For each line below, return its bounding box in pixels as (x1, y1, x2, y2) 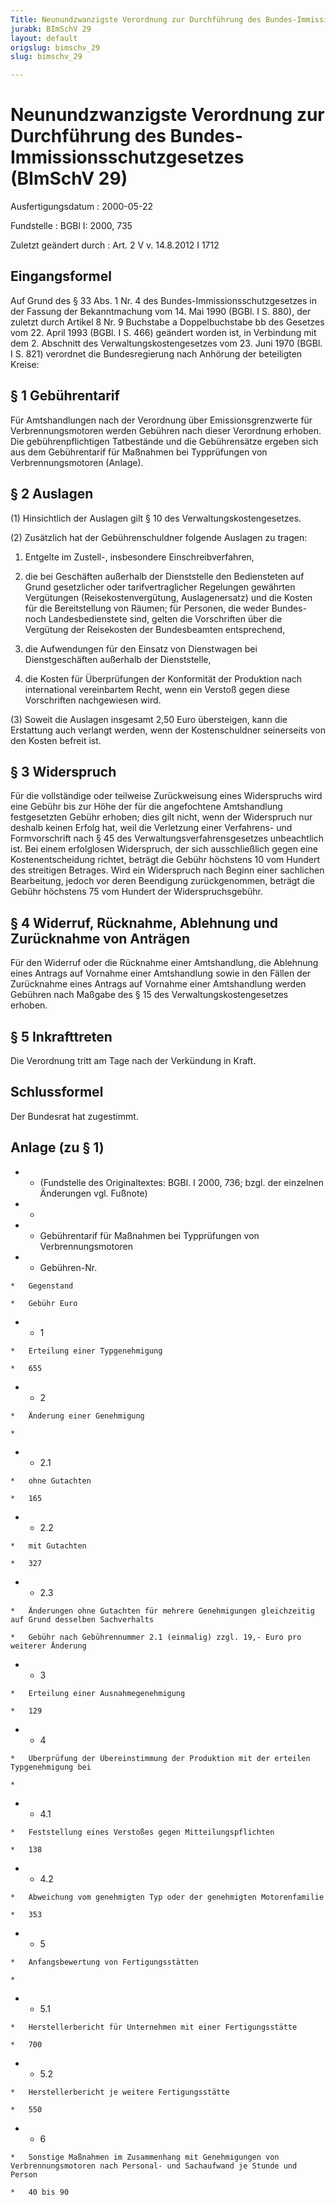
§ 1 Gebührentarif (10, 387, 120, 405)
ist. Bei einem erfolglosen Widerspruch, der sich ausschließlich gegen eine (10, 843, 318, 855)
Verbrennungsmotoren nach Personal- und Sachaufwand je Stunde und (10, 2161, 298, 2171)
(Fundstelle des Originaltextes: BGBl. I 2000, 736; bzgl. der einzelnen (39, 1176, 324, 1188)
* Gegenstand (10, 1281, 74, 1291)
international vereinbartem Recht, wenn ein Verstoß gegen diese (24, 683, 290, 695)
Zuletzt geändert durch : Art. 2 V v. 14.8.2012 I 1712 (10, 239, 220, 251)
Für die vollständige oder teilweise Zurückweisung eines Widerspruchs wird (10, 790, 323, 802)
